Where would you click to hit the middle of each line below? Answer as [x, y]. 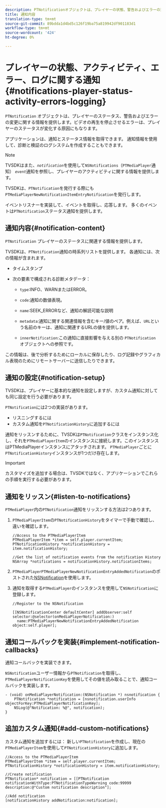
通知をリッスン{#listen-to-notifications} [68, 496]
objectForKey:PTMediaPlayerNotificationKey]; [53, 704]
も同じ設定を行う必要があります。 [40, 397]
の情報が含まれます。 [27, 258]
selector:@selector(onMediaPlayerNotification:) [63, 617]
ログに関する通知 [65, 80]
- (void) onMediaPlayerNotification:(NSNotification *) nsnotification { [83, 695]
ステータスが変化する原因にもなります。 [59, 128]
